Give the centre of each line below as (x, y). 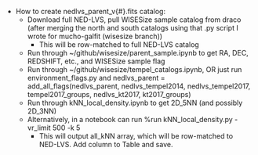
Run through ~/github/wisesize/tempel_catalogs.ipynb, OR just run (134, 69)
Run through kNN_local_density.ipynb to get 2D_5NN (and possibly (135, 103)
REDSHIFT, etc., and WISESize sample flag (96, 61)
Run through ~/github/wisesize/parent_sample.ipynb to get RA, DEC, (138, 53)
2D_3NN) (42, 111)
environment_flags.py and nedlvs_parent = (96, 78)
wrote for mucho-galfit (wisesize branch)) (95, 36)
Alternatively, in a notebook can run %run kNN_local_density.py (130, 119)
